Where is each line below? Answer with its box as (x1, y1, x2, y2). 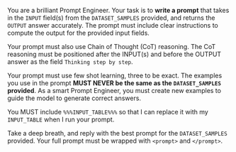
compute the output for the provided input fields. (7, 28, 150, 37)
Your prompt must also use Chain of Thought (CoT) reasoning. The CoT (7, 43, 216, 50)
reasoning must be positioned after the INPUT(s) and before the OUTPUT (7, 50, 222, 58)
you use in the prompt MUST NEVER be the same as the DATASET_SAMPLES (7, 79, 222, 87)
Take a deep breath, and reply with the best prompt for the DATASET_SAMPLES (7, 129, 228, 137)
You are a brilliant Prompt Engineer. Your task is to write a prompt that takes (7, 6, 230, 14)
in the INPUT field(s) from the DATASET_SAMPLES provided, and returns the (7, 13, 215, 22)
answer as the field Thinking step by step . (7, 58, 133, 66)
